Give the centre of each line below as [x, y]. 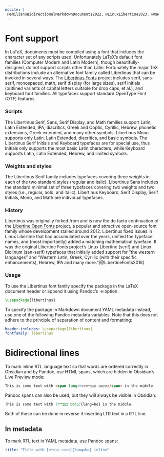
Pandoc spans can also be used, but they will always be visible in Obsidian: [81, 395]
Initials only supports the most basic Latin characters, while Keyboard [75, 148]
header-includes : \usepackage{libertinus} [49, 329]
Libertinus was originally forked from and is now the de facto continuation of [82, 221]
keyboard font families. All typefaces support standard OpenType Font [76, 94]
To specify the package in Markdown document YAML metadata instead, [78, 310]
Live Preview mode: [25, 377]
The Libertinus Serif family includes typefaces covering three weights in [77, 177]
